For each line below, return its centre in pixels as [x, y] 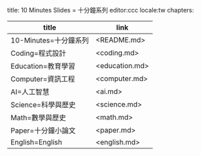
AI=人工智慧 [30, 92]
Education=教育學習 [43, 66]
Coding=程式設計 [39, 53]
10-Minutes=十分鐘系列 [50, 40]
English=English [36, 142]
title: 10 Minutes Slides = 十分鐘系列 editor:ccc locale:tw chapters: [100, 10]
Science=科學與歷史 [43, 105]
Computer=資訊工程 [43, 79]
